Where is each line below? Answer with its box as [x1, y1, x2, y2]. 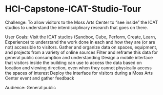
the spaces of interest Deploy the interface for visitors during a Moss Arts [5, 70, 153, 76]
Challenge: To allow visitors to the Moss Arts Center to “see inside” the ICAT [5, 19, 158, 25]
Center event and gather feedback [5, 75, 75, 81]
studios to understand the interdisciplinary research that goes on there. [5, 24, 148, 30]
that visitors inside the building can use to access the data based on [5, 60, 142, 65]
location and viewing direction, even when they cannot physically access [5, 64, 152, 71]
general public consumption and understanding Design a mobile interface [5, 54, 153, 60]
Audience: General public [5, 84, 56, 90]
